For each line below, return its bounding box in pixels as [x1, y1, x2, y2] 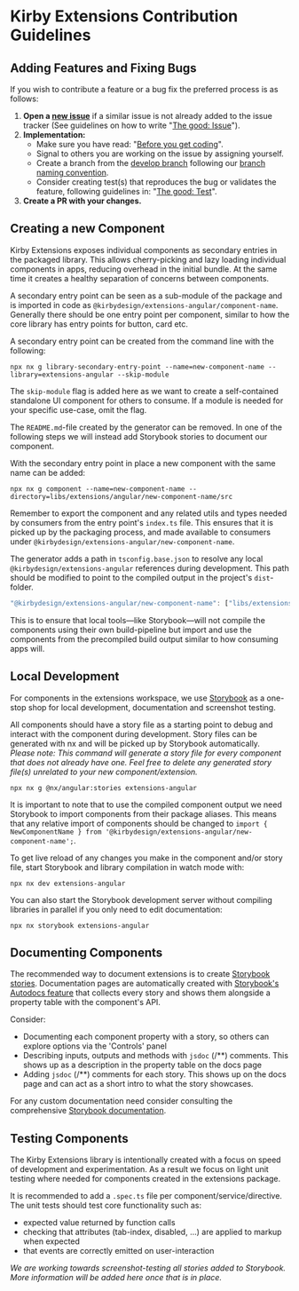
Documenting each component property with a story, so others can [22, 1032, 270, 1042]
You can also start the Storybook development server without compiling [10, 894, 273, 905]
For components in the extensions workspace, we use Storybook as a [10, 693, 265, 703]
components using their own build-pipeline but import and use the [10, 624, 252, 635]
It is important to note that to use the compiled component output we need [10, 799, 282, 810]
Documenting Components [10, 945, 163, 960]
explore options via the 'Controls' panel [22, 1041, 168, 1051]
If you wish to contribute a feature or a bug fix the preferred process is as [10, 84, 279, 94]
